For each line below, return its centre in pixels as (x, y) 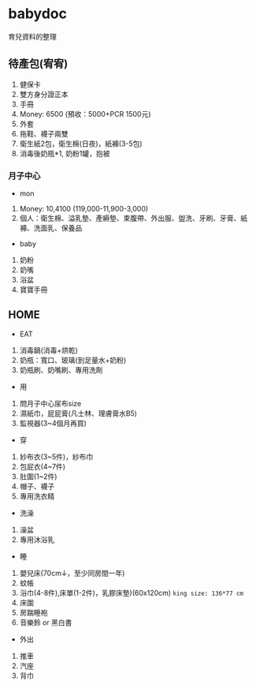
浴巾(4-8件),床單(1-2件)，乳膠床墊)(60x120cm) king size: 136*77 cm (132, 593)
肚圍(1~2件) (38, 476)
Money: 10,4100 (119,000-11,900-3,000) (84, 209)
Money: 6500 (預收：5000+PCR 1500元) (85, 114)
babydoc (37, 14)
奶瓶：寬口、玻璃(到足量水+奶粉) (73, 360)
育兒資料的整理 (32, 36)
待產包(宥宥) (38, 64)
